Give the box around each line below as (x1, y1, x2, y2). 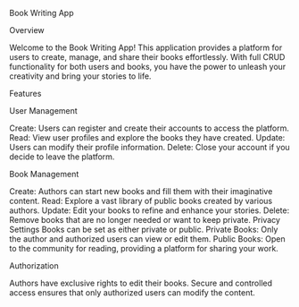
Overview (9, 25, 45, 35)
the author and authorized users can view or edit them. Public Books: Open (9, 234, 286, 244)
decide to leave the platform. (9, 151, 115, 162)
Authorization (9, 260, 60, 271)
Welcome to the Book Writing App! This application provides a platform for (9, 42, 283, 53)
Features (9, 89, 42, 98)
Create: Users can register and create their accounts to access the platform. (9, 123, 290, 133)
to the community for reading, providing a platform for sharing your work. (9, 243, 278, 253)
